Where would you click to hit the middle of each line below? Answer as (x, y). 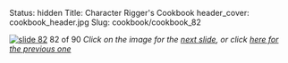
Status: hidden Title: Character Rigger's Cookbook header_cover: (129, 13)
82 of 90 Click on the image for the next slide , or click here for (164, 39)
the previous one (40, 49)
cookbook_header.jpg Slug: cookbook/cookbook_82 (105, 22)
